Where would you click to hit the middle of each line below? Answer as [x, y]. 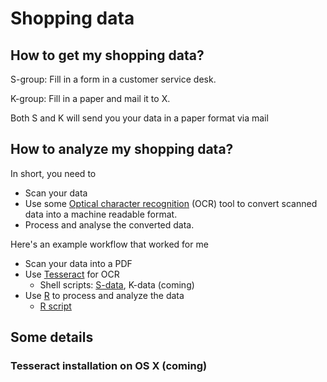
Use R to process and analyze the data [104, 295]
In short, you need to [53, 173]
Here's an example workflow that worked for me [109, 244]
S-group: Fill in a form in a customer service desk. [113, 79]
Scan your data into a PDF [78, 263]
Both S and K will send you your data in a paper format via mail [139, 118]
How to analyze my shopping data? [122, 149]
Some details [52, 337]
